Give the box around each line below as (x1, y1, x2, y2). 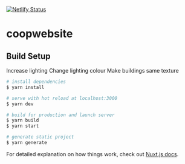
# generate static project (6, 134, 74, 140)
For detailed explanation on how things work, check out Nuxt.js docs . (6, 150, 179, 157)
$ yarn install (6, 84, 45, 90)
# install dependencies (6, 79, 67, 85)
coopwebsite (6, 27, 73, 41)
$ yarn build (6, 117, 39, 123)
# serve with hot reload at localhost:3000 (6, 95, 118, 101)
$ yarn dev (6, 100, 34, 107)
